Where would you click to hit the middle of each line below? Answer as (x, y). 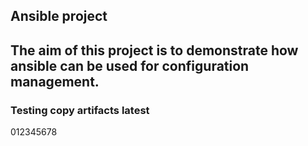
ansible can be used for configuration (130, 65)
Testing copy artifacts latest (80, 110)
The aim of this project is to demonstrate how (154, 50)
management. (55, 81)
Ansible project (59, 16)
